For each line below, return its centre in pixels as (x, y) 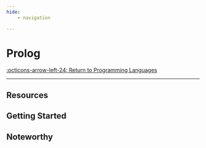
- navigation (34, 18)
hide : (13, 12)
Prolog (24, 53)
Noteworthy (30, 137)
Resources (27, 95)
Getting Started (36, 116)
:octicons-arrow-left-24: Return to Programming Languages (82, 70)
